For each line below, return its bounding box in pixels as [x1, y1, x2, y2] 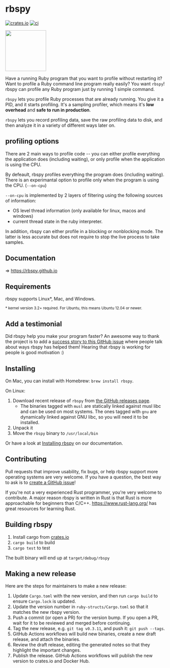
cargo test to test [12, 545, 50, 551]
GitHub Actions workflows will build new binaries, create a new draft [12, 631, 156, 637]
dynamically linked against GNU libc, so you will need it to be [20, 414, 149, 420]
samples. [5, 239, 24, 245]
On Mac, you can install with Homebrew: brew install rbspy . [5, 378, 134, 384]
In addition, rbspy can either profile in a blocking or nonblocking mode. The [5, 228, 163, 234]
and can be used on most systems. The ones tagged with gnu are [20, 408, 157, 414]
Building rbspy [5, 520, 52, 529]
